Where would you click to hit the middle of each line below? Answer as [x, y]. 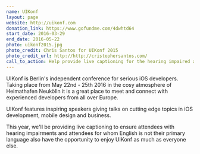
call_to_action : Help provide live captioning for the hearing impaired [98, 61]
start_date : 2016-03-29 [36, 34]
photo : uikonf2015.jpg [34, 45]
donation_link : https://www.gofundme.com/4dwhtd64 [70, 28]
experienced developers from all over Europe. [62, 97]
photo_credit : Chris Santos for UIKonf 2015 [62, 51]
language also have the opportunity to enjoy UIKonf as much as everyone [96, 139]
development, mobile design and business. [59, 115]
